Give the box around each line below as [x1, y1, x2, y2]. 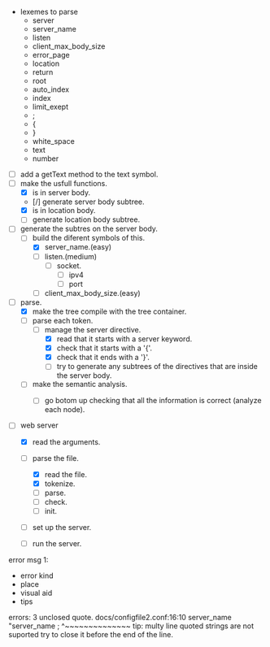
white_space [32, 137, 75, 145]
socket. [56, 260, 82, 271]
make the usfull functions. [20, 179, 107, 189]
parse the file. [32, 453, 80, 462]
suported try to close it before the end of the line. [8, 630, 173, 640]
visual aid [20, 588, 53, 598]
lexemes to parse [20, 7, 79, 16]
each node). [44, 405, 85, 415]
